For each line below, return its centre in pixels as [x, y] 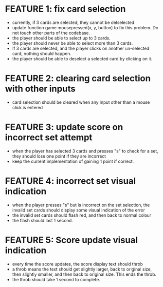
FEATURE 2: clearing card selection [78, 78]
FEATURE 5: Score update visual [72, 240]
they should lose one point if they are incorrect [59, 156]
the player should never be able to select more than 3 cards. [72, 43]
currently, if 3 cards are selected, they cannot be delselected [73, 22]
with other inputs [40, 89]
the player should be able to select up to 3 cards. [61, 38]
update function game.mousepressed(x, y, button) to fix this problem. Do [85, 27]
